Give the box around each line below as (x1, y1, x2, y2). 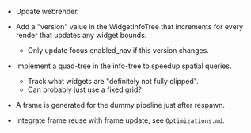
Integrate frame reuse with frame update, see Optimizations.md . (15, 116, 225, 125)
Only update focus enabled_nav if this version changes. (27, 46, 210, 55)
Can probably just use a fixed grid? (27, 85, 143, 94)
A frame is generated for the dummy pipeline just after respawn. (15, 101, 226, 109)
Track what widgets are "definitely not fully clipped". (27, 77, 200, 85)
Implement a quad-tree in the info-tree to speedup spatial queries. (15, 61, 232, 70)
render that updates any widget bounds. (15, 31, 147, 40)
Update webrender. (15, 7, 79, 16)
